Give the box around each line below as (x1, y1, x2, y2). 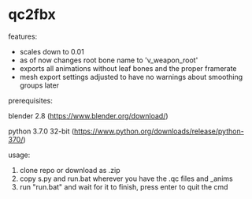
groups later (19, 81, 60, 90)
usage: (8, 150, 31, 160)
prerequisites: (8, 96, 54, 105)
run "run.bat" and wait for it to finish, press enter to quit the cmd (19, 182, 228, 191)
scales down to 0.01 (19, 47, 84, 56)
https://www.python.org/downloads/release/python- (73, 126, 244, 136)
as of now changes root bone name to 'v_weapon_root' (19, 55, 198, 65)
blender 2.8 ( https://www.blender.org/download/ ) (8, 111, 169, 120)
